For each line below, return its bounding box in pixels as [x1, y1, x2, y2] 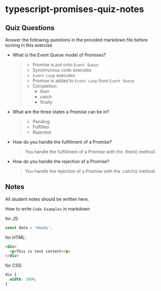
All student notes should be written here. [5, 196, 89, 202]
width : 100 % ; [10, 277, 37, 282]
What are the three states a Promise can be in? [12, 109, 109, 115]
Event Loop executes [32, 72, 75, 78]
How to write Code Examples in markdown [5, 206, 90, 212]
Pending [32, 119, 50, 124]
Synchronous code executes [32, 67, 92, 73]
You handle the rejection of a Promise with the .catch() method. [25, 168, 156, 174]
